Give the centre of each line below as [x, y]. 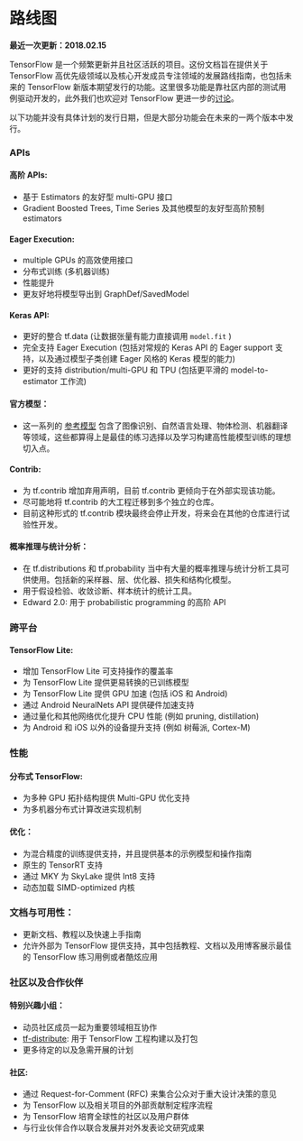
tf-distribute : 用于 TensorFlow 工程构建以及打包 [110, 1038]
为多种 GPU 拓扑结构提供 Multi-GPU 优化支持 [106, 798]
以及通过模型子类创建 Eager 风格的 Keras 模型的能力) [137, 359]
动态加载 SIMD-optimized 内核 [78, 887]
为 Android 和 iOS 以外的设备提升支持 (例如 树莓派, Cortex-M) [136, 728]
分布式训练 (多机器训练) [66, 271]
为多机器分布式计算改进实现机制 [82, 809]
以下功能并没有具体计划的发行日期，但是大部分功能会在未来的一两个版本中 [147, 117]
